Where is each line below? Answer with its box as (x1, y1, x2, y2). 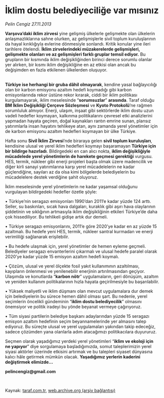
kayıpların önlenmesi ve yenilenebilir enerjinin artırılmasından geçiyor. (5, 268, 145, 274)
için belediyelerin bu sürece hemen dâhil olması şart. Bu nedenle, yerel (5, 293, 148, 299)
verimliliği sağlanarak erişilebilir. (5, 234, 70, 240)
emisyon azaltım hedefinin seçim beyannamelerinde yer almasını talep (5, 318, 146, 324)
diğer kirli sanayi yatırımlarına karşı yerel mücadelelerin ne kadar (5, 164, 135, 170)
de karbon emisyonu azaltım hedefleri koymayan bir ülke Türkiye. (5, 128, 137, 134)
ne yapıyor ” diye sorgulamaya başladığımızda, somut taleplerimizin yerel (5, 343, 152, 349)
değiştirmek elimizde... (5, 359, 53, 365)
